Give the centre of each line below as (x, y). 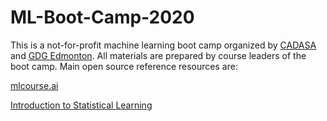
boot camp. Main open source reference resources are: (124, 66)
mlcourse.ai (34, 85)
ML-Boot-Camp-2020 (102, 17)
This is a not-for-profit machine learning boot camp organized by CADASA (163, 45)
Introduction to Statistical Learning (81, 105)
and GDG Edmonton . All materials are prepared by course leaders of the (158, 55)
